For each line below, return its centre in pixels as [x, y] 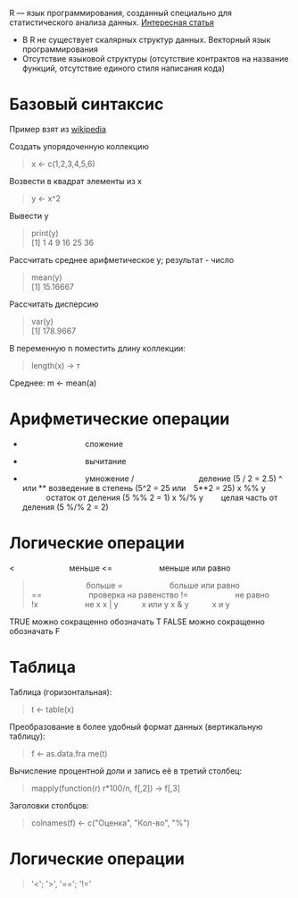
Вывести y [29, 216]
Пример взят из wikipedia [58, 129]
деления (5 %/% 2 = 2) [65, 507]
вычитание [105, 461]
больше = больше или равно [163, 585]
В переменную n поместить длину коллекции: [97, 348]
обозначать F [35, 631]
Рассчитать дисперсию [54, 304]
